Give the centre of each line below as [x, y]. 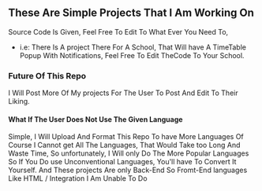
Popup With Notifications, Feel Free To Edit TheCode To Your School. [132, 55]
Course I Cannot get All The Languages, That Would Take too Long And [124, 145]
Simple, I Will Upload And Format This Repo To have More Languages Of [126, 137]
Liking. [19, 101]
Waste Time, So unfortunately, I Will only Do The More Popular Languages [129, 153]
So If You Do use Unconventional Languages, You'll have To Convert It [122, 162]
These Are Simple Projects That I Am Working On [131, 13]
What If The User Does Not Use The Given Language [95, 119]
